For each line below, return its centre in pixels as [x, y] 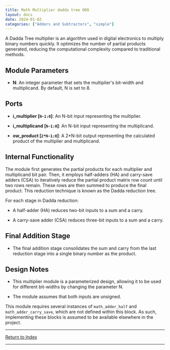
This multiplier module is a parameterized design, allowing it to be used [87, 282]
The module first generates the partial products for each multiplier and [79, 169]
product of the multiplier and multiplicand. [56, 141]
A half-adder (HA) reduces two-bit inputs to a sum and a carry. [78, 210]
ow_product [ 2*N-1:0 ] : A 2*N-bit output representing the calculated [84, 136]
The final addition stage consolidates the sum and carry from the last [84, 248]
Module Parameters [37, 71]
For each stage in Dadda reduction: [42, 200]
